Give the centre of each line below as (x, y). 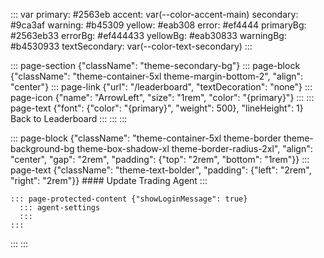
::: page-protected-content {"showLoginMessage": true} (129, 199)
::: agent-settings (60, 208)
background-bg (42, 148)
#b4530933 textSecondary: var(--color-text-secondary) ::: (131, 46)
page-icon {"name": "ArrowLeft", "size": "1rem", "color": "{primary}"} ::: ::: (162, 97)
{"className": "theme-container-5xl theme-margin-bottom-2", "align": (157, 76)
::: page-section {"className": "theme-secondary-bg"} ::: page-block (155, 65)
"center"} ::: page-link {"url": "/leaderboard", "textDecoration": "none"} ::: (161, 87)
